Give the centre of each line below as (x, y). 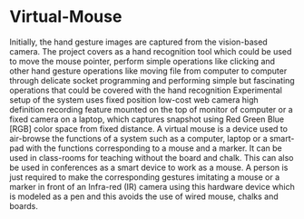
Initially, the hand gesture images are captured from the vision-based (138, 42)
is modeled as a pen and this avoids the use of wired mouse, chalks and (144, 196)
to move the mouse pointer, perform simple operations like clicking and (142, 61)
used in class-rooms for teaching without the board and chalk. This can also (152, 157)
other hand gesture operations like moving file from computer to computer (148, 71)
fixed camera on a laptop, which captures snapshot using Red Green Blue (147, 119)
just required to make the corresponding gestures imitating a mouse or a (145, 177)
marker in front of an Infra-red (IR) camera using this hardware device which (152, 186)
